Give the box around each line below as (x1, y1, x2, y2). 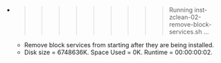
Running (168, 6, 193, 14)
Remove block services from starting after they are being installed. (24, 41, 215, 49)
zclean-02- (168, 13, 202, 21)
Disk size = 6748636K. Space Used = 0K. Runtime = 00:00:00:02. (24, 48, 213, 56)
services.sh (168, 27, 202, 36)
